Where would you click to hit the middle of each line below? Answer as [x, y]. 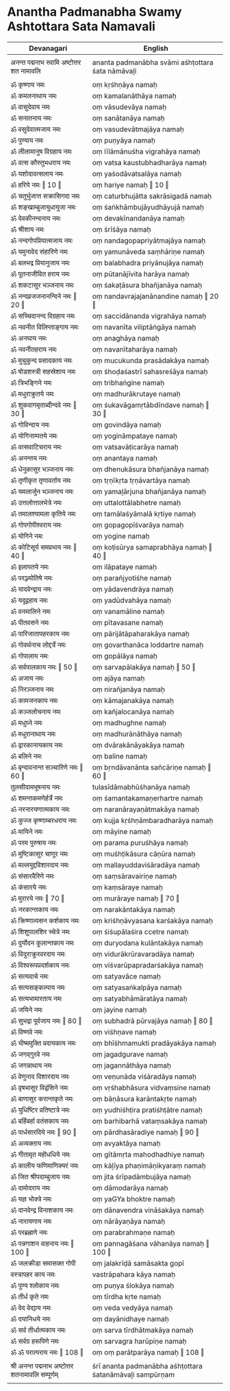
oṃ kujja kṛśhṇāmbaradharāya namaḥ [153, 820]
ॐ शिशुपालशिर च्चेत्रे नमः [40, 931]
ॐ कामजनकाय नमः [34, 700]
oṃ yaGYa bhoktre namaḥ [134, 1198]
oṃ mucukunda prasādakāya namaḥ [151, 360]
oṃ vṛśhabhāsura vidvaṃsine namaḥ [151, 1087]
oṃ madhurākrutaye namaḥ [137, 393]
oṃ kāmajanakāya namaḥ [133, 700]
